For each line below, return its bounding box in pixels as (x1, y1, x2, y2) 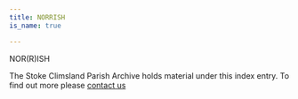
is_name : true (9, 21, 62, 30)
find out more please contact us (9, 80, 126, 90)
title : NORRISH (9, 12, 66, 22)
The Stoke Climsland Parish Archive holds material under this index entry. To (9, 70, 290, 80)
